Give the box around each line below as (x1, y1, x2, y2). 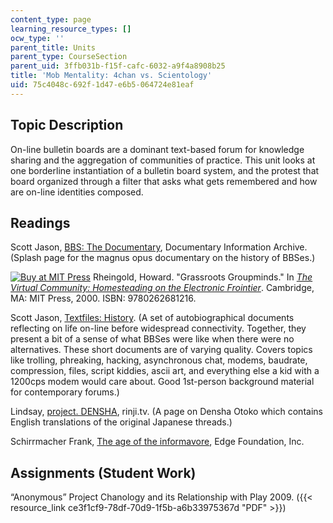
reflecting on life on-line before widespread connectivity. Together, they (10, 322, 307, 335)
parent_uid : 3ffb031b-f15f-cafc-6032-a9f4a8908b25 (10, 61, 226, 71)
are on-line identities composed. (10, 186, 144, 198)
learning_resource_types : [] (10, 24, 132, 34)
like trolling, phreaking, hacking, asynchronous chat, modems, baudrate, (10, 354, 308, 366)
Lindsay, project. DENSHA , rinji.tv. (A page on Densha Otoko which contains (10, 406, 323, 418)
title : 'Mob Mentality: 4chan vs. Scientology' (10, 71, 213, 81)
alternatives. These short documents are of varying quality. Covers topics (10, 344, 313, 356)
